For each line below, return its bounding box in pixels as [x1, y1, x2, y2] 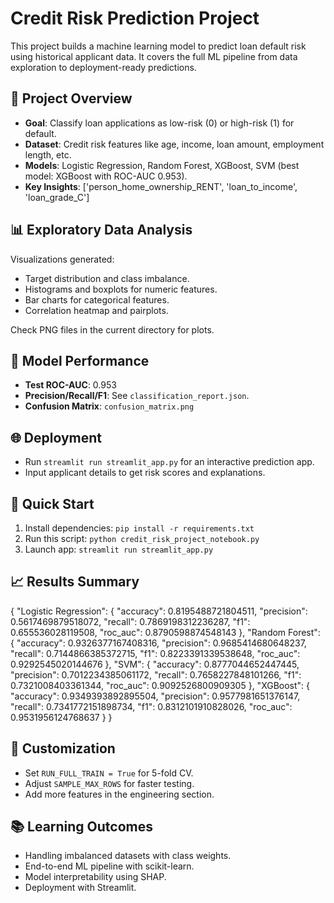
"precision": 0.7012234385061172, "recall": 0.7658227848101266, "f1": [10, 668, 302, 681]
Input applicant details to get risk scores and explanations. [24, 467, 266, 479]
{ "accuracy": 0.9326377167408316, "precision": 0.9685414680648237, [10, 637, 307, 649]
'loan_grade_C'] [24, 191, 90, 203]
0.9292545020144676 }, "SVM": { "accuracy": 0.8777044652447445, [10, 658, 300, 670]
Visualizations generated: [10, 253, 115, 265]
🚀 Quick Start [10, 495, 95, 512]
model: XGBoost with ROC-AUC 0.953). [24, 170, 188, 182]
